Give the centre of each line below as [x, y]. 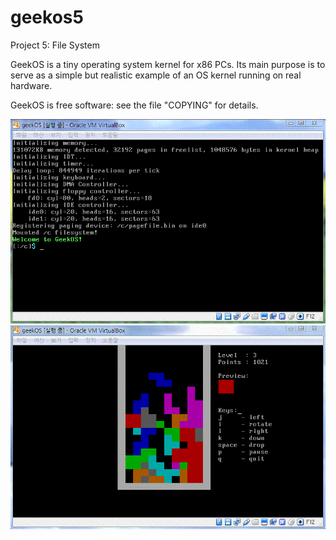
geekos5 [47, 17]
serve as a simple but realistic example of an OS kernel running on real [156, 75]
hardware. [31, 85]
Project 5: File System [55, 45]
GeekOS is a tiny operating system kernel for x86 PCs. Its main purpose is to [168, 64]
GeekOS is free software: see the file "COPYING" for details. [134, 105]
